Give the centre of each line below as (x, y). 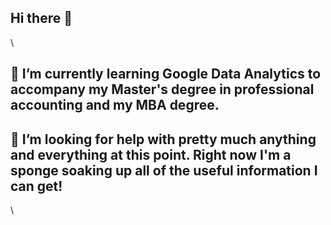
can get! (36, 186)
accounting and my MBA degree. (115, 105)
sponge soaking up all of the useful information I (164, 170)
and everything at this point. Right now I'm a (151, 154)
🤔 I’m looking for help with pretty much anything (163, 139)
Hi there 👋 (41, 18)
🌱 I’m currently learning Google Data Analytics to (166, 74)
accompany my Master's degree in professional (162, 89)
